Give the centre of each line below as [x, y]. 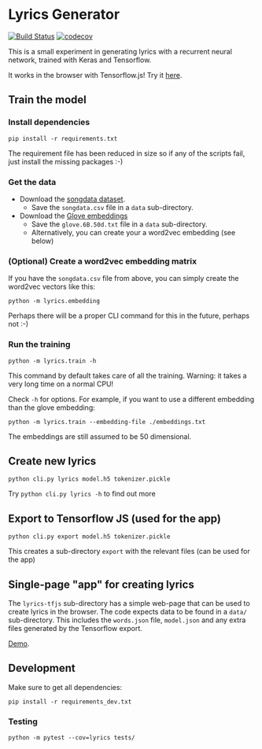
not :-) [18, 324]
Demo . [19, 644]
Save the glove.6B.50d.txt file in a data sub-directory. [119, 224]
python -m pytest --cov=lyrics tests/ [72, 738]
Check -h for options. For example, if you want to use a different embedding [131, 399]
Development [42, 668]
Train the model [47, 100]
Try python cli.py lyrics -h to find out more [82, 494]
